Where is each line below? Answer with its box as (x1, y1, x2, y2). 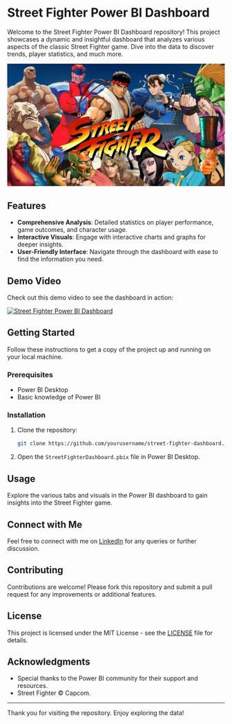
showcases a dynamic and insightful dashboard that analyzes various (7, 35, 205, 43)
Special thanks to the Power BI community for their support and (17, 674, 198, 682)
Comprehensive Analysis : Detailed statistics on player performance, (17, 218, 214, 226)
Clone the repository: (17, 426, 78, 434)
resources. (17, 682, 48, 690)
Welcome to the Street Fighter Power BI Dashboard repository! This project (7, 28, 220, 36)
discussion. (7, 544, 40, 552)
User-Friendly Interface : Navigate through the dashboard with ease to (17, 248, 219, 256)
